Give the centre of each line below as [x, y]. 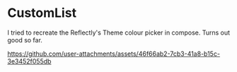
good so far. [25, 40]
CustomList [42, 13]
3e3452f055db [29, 61]
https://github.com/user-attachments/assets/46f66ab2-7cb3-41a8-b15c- [114, 54]
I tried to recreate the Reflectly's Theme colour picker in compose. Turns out [119, 32]
